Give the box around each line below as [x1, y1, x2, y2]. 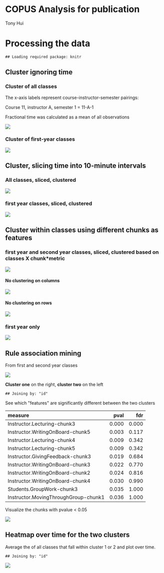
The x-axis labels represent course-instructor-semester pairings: [5, 94, 139, 100]
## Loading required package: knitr [5, 54, 81, 59]
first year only [5, 323, 40, 330]
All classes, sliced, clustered [5, 177, 76, 184]
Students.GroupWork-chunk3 [7, 486, 78, 493]
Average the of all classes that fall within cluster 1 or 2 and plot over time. [5, 544, 156, 550]
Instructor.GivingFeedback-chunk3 [7, 453, 91, 460]
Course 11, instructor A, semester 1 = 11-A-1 [5, 104, 94, 110]
